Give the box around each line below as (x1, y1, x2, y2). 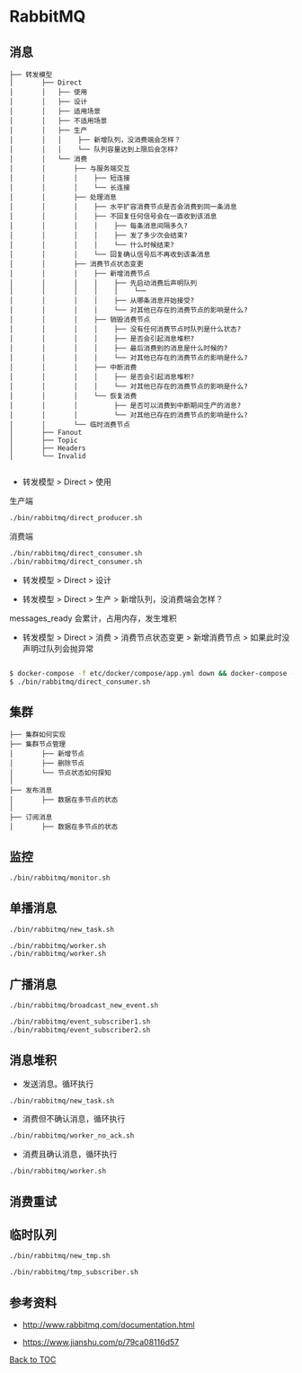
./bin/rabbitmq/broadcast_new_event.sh (9, 1001, 159, 1010)
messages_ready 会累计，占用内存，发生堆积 (9, 613, 177, 624)
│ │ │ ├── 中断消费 (9, 363, 138, 372)
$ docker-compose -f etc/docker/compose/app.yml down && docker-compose (9, 669, 288, 678)
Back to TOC (9, 1354, 57, 1365)
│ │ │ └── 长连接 (9, 183, 130, 192)
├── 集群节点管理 (9, 740, 66, 749)
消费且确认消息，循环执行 (22, 1148, 118, 1160)
